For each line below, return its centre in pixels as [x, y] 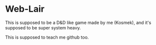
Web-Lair [25, 9]
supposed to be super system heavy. [43, 27]
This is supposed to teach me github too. [47, 37]
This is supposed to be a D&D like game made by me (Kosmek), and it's [78, 22]
